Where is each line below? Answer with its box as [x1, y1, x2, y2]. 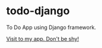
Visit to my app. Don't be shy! [6, 35, 79, 42]
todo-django [6, 4, 70, 18]
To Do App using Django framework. [6, 24, 97, 31]
